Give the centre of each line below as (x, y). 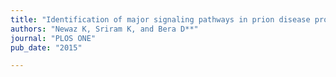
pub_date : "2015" (46, 47)
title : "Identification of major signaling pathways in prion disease (160, 19)
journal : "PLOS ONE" (53, 38)
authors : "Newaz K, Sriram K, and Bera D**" (104, 29)
